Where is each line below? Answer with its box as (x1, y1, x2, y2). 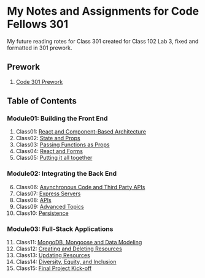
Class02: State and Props (15, 135, 80, 142)
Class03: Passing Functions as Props (15, 141, 110, 148)
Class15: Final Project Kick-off (15, 265, 92, 272)
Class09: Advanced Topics (15, 203, 85, 210)
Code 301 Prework (15, 78, 63, 85)
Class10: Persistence (15, 209, 69, 217)
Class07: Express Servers (15, 190, 81, 197)
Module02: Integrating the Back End (7, 170, 117, 178)
